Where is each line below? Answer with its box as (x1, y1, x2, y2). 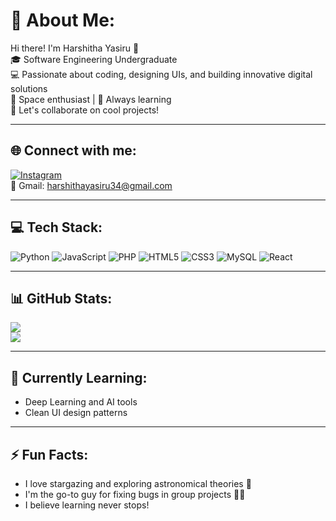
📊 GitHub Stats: (10, 290, 113, 307)
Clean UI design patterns (24, 407, 128, 419)
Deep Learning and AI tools (24, 396, 138, 408)
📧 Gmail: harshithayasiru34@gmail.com (10, 179, 173, 191)
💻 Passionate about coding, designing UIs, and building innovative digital (10, 68, 313, 80)
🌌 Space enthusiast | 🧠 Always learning (10, 93, 172, 105)
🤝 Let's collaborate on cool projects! (10, 104, 160, 116)
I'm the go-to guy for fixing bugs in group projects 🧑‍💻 (24, 489, 246, 500)
